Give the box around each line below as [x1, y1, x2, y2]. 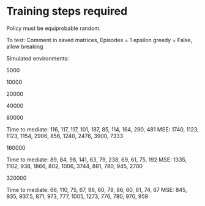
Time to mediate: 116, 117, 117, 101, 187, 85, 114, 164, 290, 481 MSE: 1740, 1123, [6, 125, 199, 133]
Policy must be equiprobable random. [6, 24, 101, 32]
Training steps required [6, 4, 128, 18]
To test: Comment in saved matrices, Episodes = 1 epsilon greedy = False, [6, 36, 193, 43]
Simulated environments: [6, 54, 69, 62]
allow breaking [6, 43, 43, 50]
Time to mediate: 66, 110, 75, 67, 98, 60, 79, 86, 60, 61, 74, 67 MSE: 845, [6, 186, 188, 193]
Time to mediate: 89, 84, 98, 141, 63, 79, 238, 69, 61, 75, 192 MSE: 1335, [6, 156, 187, 163]
